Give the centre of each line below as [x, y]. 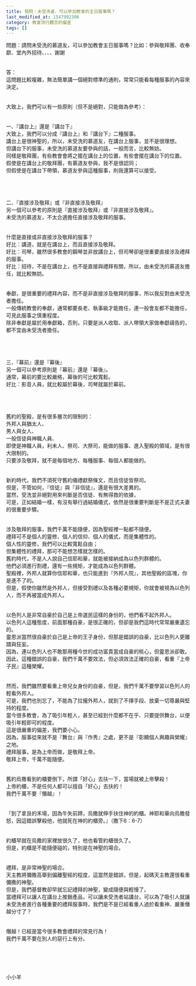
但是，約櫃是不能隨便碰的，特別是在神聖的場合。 [65, 848]
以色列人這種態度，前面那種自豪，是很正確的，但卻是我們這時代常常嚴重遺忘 [98, 622]
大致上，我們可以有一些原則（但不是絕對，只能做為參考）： [76, 107]
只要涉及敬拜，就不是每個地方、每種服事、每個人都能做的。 [78, 460]
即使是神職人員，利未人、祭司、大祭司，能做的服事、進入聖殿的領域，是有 [95, 446]
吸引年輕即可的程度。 [32, 723]
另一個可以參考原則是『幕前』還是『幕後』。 [58, 370]
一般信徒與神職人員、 [32, 439]
